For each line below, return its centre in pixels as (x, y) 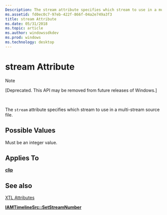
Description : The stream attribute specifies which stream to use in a (81, 10)
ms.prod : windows (23, 38)
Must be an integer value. (31, 142)
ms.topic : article (24, 28)
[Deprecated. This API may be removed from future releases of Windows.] (81, 90)
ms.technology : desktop (30, 42)
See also (19, 185)
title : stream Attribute (31, 19)
